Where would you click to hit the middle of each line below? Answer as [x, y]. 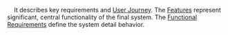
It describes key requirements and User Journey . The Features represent [117, 10]
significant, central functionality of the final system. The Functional [102, 17]
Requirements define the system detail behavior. [76, 24]
